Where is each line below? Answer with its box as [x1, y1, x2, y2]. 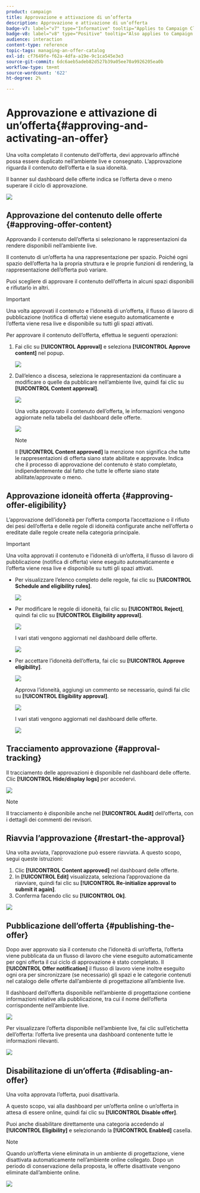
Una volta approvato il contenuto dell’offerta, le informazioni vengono [14, 407, 185, 415]
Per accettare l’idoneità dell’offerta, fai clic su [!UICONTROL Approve [14, 657, 185, 664]
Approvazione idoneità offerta [6, 491, 121, 501]
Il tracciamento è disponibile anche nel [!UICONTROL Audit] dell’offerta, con [6, 809, 193, 816]
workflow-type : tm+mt [6, 64, 60, 70]
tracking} [6, 753, 42, 763]
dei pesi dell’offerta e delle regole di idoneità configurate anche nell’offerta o [6, 522, 193, 529]
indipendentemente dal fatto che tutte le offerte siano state [14, 467, 160, 474]
